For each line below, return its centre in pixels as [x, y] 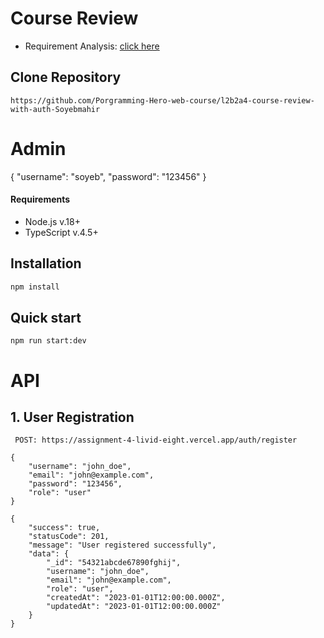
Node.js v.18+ [52, 221]
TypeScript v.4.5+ [61, 232]
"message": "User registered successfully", [122, 545]
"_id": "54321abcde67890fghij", [114, 563]
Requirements [40, 199]
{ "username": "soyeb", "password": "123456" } [108, 176]
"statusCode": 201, [69, 537]
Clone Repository [66, 77]
